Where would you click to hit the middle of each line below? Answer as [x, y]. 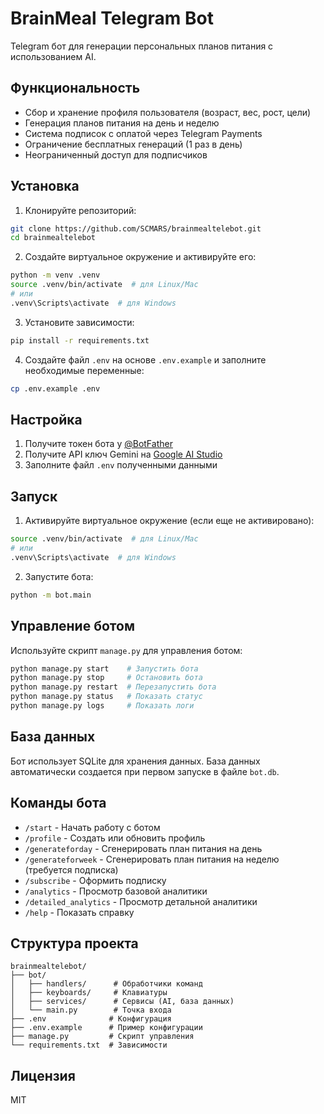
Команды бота [58, 803]
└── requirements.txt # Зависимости [89, 1045]
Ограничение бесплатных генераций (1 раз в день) [133, 144]
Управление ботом [72, 626]
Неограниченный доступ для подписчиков [116, 154]
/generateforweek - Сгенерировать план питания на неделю [152, 859]
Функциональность [75, 88]
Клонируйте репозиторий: [80, 210]
